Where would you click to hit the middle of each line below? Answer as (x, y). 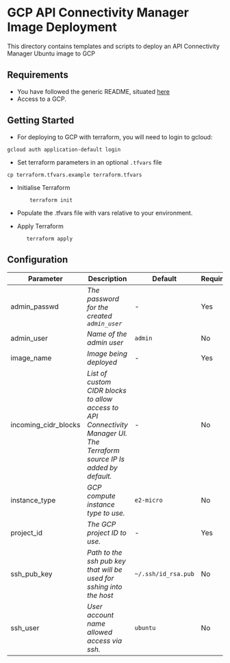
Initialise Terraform (43, 187)
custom (99, 382)
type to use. (106, 514)
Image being (107, 354)
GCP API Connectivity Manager (98, 13)
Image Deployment (62, 27)
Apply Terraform (40, 226)
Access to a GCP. (42, 99)
